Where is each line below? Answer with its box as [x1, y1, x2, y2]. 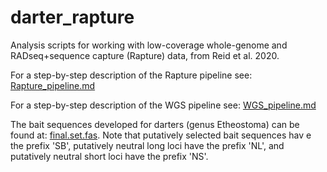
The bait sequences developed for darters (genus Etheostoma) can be [10, 118, 300, 130]
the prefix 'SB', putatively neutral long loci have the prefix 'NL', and [10, 139, 285, 151]
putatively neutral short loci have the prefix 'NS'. [10, 150, 209, 162]
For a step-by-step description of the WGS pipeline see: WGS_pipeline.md [10, 99, 317, 111]
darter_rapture [10, 6, 135, 29]
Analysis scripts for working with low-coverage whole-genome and [10, 39, 288, 51]
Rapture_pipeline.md [10, 79, 96, 91]
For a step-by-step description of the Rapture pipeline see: [10, 69, 253, 81]
